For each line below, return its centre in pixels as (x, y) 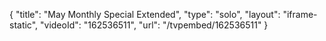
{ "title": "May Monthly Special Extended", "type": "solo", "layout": (145, 14)
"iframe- (300, 14)
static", (24, 25)
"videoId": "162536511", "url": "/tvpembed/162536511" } (154, 25)
